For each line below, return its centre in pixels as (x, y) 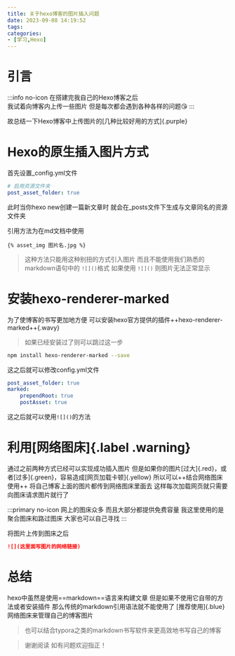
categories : (25, 33)
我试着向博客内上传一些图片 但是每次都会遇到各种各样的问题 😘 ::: (101, 107)
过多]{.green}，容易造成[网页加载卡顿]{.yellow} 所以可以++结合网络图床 (119, 477)
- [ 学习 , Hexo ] (27, 40)
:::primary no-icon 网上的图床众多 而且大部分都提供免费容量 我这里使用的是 (116, 510)
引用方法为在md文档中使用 (46, 230)
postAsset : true (44, 403)
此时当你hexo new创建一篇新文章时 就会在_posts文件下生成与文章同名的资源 (117, 207)
